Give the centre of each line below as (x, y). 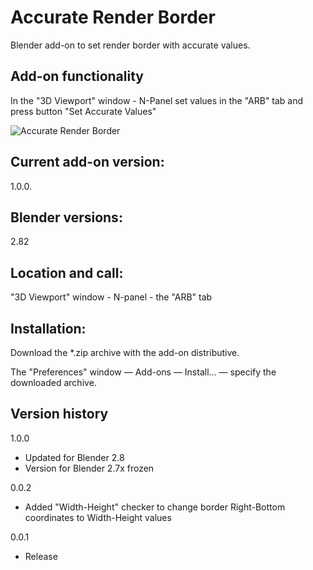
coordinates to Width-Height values (98, 517)
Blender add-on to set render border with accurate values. (130, 45)
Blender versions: (66, 217)
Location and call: (67, 272)
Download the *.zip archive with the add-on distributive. (125, 352)
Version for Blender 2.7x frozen (89, 468)
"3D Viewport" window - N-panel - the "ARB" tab (111, 297)
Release (41, 556)
